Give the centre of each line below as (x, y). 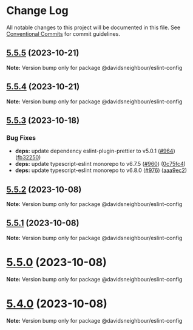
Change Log (37, 11)
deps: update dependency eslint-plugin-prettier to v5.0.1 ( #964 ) (95, 151)
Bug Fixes (21, 137)
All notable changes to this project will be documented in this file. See (93, 27)
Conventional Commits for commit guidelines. (63, 33)
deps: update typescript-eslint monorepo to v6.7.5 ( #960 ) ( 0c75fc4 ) (100, 164)
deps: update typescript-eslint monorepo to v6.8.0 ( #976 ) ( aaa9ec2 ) (101, 170)
